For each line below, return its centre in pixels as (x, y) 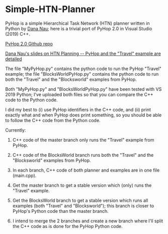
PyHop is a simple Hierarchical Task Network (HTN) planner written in (77, 23)
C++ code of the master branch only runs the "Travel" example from (83, 140)
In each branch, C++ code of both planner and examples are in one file (86, 170)
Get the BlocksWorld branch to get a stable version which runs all (80, 200)
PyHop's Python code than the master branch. (61, 211)
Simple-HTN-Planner (50, 9)
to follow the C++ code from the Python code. (53, 120)
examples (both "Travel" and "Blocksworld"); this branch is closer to (83, 206)
